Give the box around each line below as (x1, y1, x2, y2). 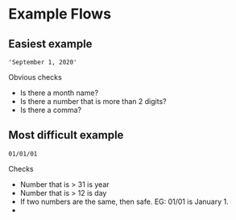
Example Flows (8, 5, 111, 23)
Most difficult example (8, 128, 124, 142)
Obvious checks (8, 73, 62, 81)
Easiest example (8, 37, 93, 51)
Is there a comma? (19, 106, 82, 114)
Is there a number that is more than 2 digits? (19, 97, 167, 106)
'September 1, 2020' (8, 58, 78, 66)
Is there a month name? (19, 88, 99, 98)
